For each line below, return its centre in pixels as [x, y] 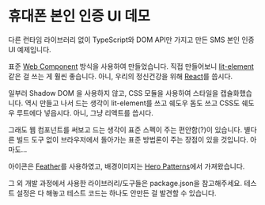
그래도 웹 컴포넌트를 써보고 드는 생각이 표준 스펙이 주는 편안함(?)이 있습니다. [125, 129]
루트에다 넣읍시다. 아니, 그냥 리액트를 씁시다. [85, 112]
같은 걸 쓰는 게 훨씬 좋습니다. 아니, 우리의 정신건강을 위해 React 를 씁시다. [121, 76]
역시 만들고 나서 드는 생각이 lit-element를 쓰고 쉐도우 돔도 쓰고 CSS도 [132, 103]
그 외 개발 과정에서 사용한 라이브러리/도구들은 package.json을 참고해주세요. [125, 183]
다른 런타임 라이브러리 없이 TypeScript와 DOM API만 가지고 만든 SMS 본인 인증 [131, 40]
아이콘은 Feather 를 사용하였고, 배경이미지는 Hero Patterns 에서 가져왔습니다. [127, 166]
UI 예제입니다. [30, 49]
